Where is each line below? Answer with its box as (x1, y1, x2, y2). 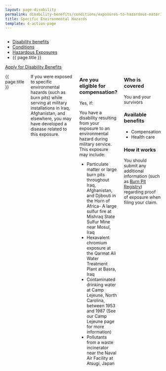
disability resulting (79, 114, 117, 121)
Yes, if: (79, 100, 93, 106)
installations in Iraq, (30, 105, 70, 111)
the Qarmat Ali (86, 250, 116, 256)
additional (124, 168, 144, 174)
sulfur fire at (86, 208, 112, 214)
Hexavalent (86, 234, 110, 240)
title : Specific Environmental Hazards (5, 16, 87, 21)
